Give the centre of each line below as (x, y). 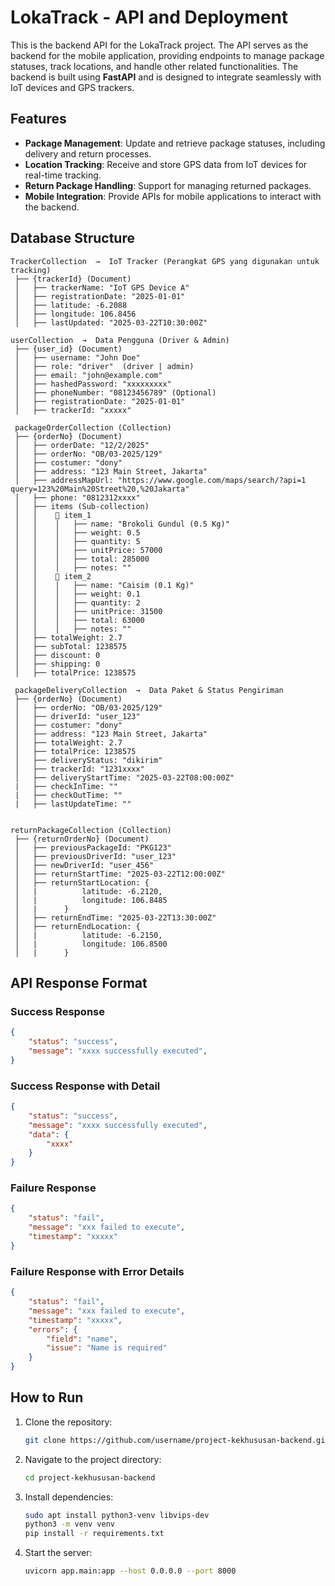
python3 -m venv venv (70, 1524)
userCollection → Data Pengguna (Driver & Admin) (120, 340)
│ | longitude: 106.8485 (91, 900)
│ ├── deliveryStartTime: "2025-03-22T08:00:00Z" (124, 777)
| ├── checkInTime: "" (66, 786)
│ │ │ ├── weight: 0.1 (77, 594)
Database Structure (72, 238)
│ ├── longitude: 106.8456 (75, 314)
